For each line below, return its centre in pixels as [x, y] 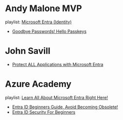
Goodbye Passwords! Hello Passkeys [49, 31]
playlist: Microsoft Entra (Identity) [38, 22]
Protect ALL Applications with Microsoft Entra [58, 64]
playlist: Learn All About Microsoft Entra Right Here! [57, 97]
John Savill [28, 51]
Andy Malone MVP [44, 9]
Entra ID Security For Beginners [44, 112]
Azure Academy [38, 84]
